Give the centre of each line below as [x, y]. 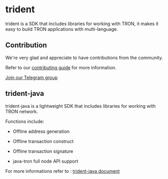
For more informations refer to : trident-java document [62, 171]
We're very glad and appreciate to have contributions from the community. [84, 57]
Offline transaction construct [43, 141]
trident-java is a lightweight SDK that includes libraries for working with [80, 106]
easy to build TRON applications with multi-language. [62, 29]
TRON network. [22, 111]
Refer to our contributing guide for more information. [61, 67]
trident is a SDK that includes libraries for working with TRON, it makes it [82, 24]
